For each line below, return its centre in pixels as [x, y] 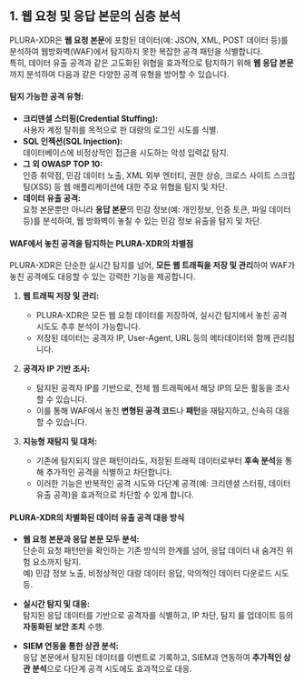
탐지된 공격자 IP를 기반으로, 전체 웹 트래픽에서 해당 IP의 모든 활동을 [155, 388]
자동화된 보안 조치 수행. [64, 627]
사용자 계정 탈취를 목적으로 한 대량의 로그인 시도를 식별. [121, 130]
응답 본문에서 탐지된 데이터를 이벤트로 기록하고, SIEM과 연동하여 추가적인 [152, 657]
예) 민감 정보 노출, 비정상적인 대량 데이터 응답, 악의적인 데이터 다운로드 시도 [156, 573]
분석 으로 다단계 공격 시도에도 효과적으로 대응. [112, 669]
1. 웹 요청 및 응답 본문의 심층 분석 [95, 16]
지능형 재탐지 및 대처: [60, 441]
